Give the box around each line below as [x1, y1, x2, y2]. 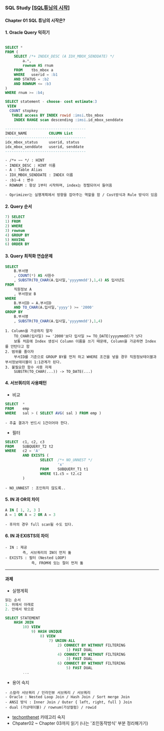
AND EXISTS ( [22, 453, 49, 458]
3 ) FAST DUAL [66, 657, 93, 662]
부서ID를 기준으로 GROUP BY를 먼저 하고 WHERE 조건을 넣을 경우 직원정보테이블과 [14, 354, 157, 359]
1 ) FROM [5, 219, 21, 224]
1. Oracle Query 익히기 [5, 29, 50, 35]
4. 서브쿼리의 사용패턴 [5, 380, 47, 386]
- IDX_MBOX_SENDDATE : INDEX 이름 [5, 172, 73, 177]
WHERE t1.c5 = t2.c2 [40, 471, 82, 476]
